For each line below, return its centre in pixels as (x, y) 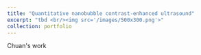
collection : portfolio (39, 26)
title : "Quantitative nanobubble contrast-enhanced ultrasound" (101, 13)
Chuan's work (27, 46)
